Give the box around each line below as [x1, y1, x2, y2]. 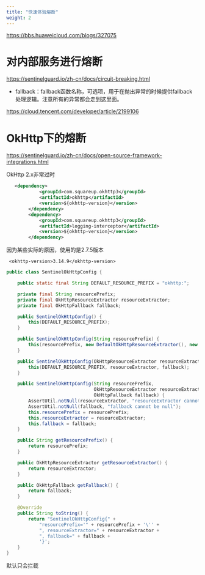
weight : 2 [6, 15, 32, 21]
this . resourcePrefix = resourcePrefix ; [28, 409, 130, 415]
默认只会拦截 [6, 562, 38, 569]
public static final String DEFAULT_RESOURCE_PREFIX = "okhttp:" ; [17, 280, 190, 286]
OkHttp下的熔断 [6, 131, 87, 145]
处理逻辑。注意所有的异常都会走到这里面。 [15, 95, 123, 103]
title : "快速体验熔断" [6, 9, 59, 15]
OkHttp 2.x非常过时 [6, 171, 55, 178]
